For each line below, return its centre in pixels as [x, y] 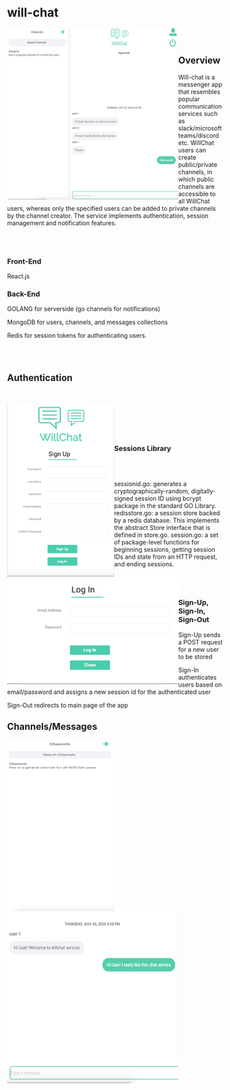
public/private [198, 164]
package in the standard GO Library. [165, 506]
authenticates [197, 677]
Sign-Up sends [200, 635]
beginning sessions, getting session [165, 550]
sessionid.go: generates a [150, 484]
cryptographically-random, [152, 491]
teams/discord [199, 135]
